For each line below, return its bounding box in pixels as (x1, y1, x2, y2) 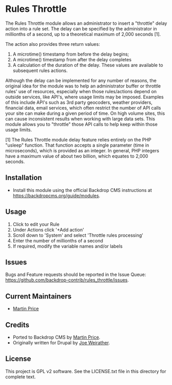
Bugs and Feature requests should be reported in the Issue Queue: (5, 271, 146, 278)
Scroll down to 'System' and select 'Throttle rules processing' (12, 232, 144, 238)
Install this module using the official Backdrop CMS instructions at (12, 187, 152, 193)
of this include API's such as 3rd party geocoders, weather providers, (5, 99, 152, 106)
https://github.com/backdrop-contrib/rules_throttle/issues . (5, 277, 129, 283)
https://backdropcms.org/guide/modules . (12, 192, 101, 199)
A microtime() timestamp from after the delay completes (12, 56, 132, 62)
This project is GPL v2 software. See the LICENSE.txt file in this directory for (5, 368, 166, 374)
